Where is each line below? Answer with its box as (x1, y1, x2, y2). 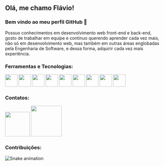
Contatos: (5, 94, 29, 101)
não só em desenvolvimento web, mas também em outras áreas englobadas (5, 40, 160, 46)
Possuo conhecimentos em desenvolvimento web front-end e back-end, (5, 29, 152, 36)
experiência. (5, 51, 30, 56)
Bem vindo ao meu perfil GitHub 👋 (5, 19, 87, 26)
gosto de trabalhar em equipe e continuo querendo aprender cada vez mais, (5, 35, 160, 41)
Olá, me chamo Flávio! (5, 4, 75, 12)
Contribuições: (5, 144, 42, 151)
